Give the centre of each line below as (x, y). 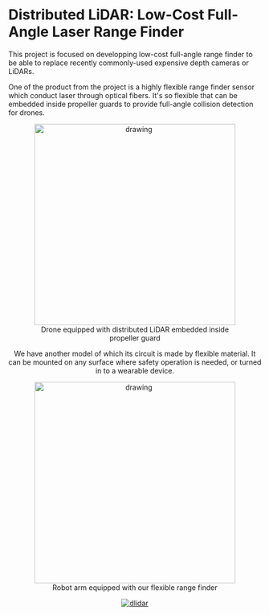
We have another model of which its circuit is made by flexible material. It (135, 353)
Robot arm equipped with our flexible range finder (135, 587)
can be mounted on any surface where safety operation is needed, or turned (135, 362)
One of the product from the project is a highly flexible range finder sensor (132, 87)
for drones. (27, 112)
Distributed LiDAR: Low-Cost (106, 15)
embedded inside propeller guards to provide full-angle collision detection (131, 104)
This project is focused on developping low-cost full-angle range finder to (130, 54)
